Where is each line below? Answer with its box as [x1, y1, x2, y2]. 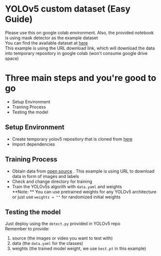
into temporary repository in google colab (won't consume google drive [5, 50, 148, 56]
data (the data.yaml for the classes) [12, 240, 83, 246]
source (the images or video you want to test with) [12, 235, 113, 241]
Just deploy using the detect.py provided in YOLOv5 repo [5, 221, 121, 226]
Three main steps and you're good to [5, 73, 157, 83]
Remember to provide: [5, 226, 50, 232]
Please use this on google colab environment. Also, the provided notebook [5, 30, 154, 35]
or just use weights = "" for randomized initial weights [12, 194, 121, 200]
